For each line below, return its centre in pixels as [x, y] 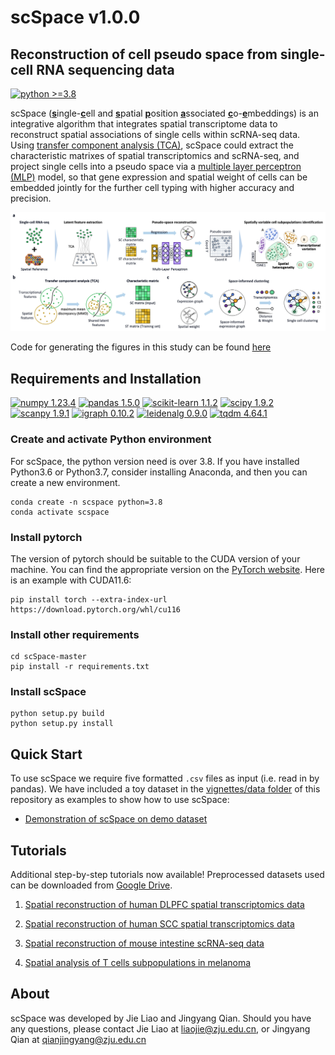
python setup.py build [57, 714]
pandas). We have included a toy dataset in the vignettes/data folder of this [165, 789]
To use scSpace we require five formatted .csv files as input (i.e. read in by [165, 778]
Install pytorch [46, 537]
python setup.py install [62, 724]
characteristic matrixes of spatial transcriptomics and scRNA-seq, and [155, 155]
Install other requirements [75, 634]
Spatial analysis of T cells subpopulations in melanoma [138, 963]
